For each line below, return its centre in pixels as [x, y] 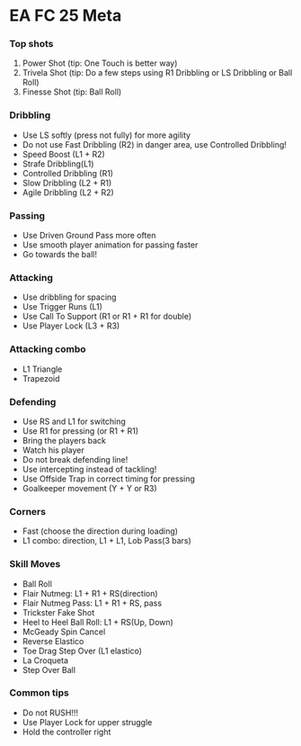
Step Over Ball [49, 670]
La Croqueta [45, 660]
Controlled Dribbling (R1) [68, 173]
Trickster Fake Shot [58, 612]
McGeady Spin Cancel [64, 632]
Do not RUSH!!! [50, 713]
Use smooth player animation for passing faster [110, 245]
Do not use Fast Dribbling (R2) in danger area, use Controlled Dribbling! [155, 144]
